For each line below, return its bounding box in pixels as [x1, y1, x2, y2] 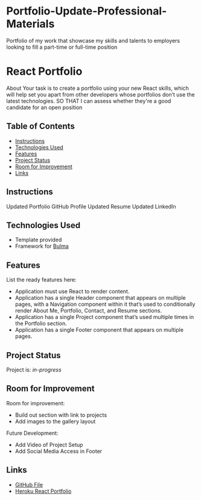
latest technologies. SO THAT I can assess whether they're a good [6, 97, 171, 104]
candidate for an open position [6, 104, 83, 111]
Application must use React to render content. [14, 288, 130, 295]
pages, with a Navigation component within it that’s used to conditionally [14, 300, 196, 308]
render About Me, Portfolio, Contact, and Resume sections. [14, 307, 162, 314]
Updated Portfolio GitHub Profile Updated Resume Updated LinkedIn [6, 203, 176, 210]
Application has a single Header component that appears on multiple [14, 294, 186, 302]
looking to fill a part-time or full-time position [6, 43, 118, 51]
